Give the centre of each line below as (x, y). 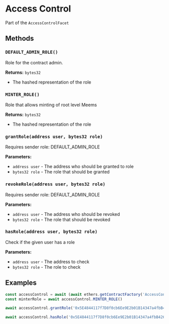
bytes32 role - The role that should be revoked (61, 219)
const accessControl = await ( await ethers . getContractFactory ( (74, 294)
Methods (20, 38)
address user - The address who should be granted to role (73, 167)
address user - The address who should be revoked (66, 214)
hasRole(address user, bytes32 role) (52, 232)
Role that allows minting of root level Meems (51, 105)
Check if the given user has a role (40, 242)
